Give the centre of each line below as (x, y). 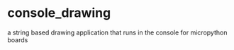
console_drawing (59, 13)
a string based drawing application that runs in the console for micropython (117, 32)
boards (18, 39)
